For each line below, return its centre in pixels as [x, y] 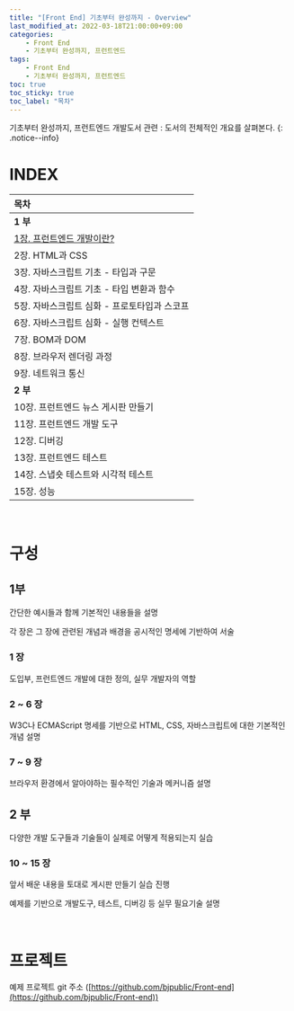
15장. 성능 [35, 492]
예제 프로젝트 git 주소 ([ [50, 987]
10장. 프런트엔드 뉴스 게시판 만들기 [84, 407]
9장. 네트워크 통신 [49, 374]
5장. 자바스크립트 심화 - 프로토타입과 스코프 [102, 306]
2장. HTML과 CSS [51, 255]
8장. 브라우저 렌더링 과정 [63, 357]
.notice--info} [35, 138]
